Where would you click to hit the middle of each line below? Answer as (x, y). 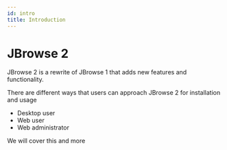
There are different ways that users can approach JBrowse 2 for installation (114, 93)
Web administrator (43, 127)
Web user (31, 121)
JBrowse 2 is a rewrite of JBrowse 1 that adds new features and (97, 72)
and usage (22, 100)
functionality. (26, 80)
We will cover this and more (46, 141)
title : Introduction (37, 20)
